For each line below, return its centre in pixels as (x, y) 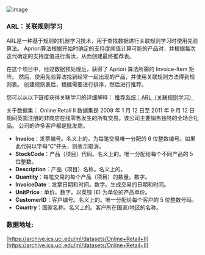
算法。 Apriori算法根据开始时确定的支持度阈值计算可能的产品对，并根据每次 (101, 48)
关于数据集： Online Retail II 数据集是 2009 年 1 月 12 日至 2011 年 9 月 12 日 (101, 111)
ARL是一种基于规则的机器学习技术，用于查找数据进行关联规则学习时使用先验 (102, 41)
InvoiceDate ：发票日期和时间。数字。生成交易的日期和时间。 (92, 185)
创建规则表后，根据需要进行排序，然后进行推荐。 (85, 84)
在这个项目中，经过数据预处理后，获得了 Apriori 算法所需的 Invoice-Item (97, 69)
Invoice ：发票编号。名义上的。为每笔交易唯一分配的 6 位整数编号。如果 (105, 139)
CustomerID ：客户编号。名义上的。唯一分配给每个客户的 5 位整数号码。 (106, 200)
